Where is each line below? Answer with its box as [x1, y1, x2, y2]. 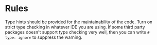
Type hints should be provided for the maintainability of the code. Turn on [5, 19, 153, 25]
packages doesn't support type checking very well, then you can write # [5, 29, 150, 35]
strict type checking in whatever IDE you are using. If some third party [5, 24, 145, 30]
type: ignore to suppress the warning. [5, 34, 83, 40]
